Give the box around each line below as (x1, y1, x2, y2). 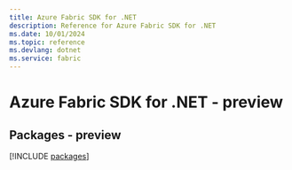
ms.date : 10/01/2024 (9, 29, 86, 38)
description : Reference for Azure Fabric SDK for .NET (9, 21, 217, 30)
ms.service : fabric (9, 54, 82, 63)
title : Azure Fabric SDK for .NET (9, 12, 138, 22)
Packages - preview (9, 127, 122, 143)
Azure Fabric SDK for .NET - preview (9, 92, 284, 112)
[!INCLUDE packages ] (9, 151, 90, 161)
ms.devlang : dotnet (9, 46, 82, 55)
